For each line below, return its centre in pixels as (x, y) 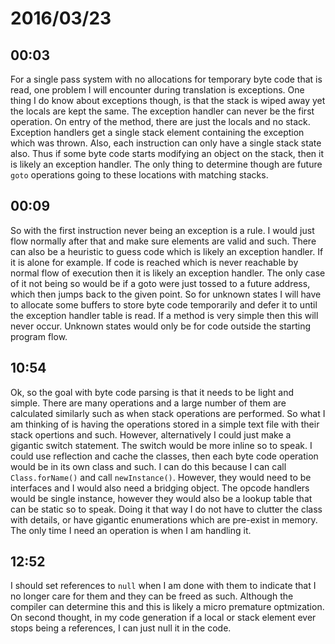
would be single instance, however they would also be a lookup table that (161, 498)
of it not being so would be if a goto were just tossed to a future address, (160, 283)
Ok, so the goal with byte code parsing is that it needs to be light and (152, 392)
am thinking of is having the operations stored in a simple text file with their (165, 424)
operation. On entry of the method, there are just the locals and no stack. (160, 121)
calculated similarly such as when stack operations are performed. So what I (168, 413)
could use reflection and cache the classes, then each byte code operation (164, 456)
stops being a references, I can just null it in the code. (121, 628)
